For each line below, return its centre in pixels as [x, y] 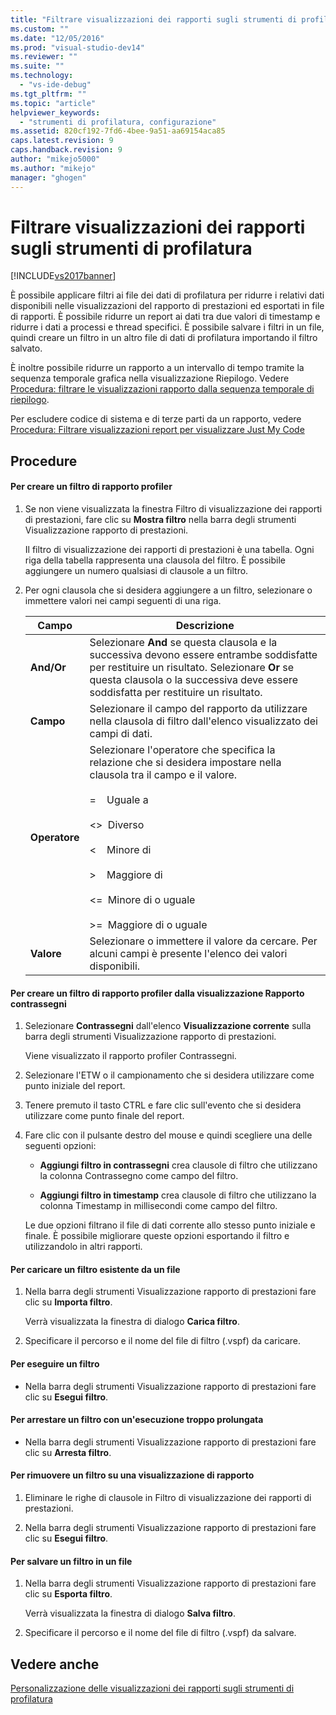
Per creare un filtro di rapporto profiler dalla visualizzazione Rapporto [157, 993]
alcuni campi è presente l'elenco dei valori [188, 954]
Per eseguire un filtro [55, 1364]
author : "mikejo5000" [55, 159]
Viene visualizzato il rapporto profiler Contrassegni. [130, 1056]
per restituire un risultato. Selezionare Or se [191, 668]
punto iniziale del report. [75, 1086]
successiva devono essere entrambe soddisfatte [203, 655]
